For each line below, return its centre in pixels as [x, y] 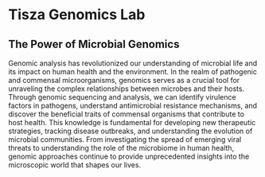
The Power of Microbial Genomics [94, 44]
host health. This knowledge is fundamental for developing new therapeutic [132, 122]
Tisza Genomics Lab [77, 15]
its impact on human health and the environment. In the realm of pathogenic [132, 72]
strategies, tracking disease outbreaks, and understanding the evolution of [131, 131]
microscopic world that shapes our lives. [75, 165]
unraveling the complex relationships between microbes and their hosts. [127, 88]
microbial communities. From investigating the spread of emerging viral [125, 140]
